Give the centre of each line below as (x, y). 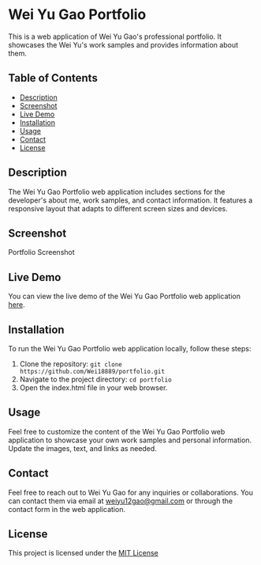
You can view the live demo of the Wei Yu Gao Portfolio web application (124, 296)
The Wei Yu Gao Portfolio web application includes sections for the (117, 191)
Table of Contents (53, 78)
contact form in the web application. (67, 509)
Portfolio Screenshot (41, 252)
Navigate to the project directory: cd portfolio (95, 379)
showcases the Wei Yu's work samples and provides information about (123, 44)
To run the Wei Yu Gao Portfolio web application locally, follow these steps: (130, 349)
